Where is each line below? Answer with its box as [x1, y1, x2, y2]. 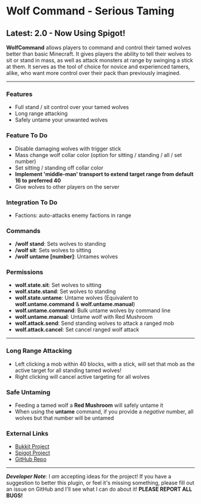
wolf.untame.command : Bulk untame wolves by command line [14, 307, 170, 314]
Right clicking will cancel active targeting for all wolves [14, 373, 150, 380]
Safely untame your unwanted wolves [14, 116, 108, 123]
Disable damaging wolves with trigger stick [14, 145, 121, 152]
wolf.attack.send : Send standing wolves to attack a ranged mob [14, 319, 175, 327]
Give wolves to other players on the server [14, 183, 120, 190]
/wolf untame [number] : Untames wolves [14, 253, 118, 260]
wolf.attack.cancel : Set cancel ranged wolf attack [14, 326, 139, 333]
